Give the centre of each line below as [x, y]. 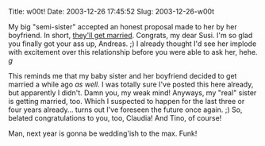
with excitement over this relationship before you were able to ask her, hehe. [133, 52]
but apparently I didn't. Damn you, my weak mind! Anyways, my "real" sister [132, 93]
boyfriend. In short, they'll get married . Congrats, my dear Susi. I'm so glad [131, 35]
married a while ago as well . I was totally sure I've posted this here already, [131, 84]
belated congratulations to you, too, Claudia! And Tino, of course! [115, 118]
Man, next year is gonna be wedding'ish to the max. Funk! [103, 133]
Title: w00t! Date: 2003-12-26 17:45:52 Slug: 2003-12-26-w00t [111, 12]
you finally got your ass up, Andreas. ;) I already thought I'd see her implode [132, 44]
